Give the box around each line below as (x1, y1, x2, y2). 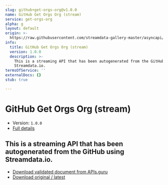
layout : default (5, 26, 39, 31)
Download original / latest (12, 174, 65, 180)
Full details (12, 125, 35, 131)
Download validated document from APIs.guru (12, 168, 108, 174)
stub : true (5, 77, 28, 82)
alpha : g (5, 21, 23, 27)
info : (5, 40, 16, 45)
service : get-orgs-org (5, 17, 52, 22)
